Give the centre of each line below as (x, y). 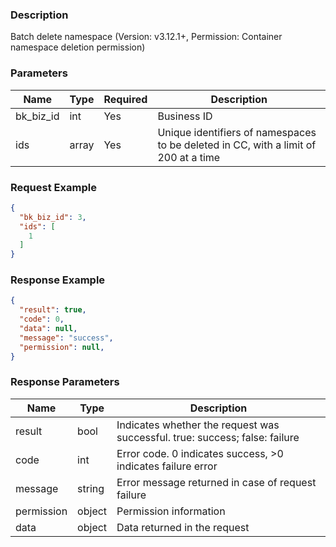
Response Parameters (65, 382)
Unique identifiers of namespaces (237, 132)
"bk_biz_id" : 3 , (53, 217)
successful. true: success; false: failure (208, 437)
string (91, 488)
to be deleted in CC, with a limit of (237, 145)
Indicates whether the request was (198, 425)
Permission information (171, 511)
